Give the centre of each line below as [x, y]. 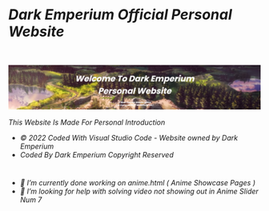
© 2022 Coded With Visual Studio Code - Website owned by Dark [129, 137]
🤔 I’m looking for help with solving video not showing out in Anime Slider [139, 191]
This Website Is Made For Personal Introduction [87, 122]
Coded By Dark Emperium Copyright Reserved [97, 154]
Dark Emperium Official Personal [120, 15]
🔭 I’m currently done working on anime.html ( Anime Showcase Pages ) [138, 182]
